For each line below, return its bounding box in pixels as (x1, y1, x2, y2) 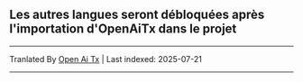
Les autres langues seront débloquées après (9, 7, 265, 23)
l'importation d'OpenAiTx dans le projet (9, 22, 237, 37)
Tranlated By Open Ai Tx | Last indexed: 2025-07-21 (9, 53, 203, 64)
